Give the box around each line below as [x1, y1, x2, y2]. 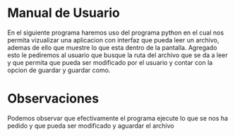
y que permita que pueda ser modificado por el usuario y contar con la [7, 58, 213, 66]
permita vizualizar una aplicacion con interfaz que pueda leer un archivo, [7, 35, 219, 44]
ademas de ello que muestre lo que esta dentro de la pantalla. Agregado [7, 43, 217, 52]
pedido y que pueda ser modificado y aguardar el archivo [7, 121, 174, 130]
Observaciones [7, 90, 100, 107]
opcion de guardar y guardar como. [7, 66, 111, 74]
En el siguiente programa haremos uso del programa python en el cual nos [7, 28, 224, 37]
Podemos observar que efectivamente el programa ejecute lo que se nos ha [7, 114, 228, 122]
